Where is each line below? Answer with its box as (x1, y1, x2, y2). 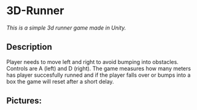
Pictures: (6, 96, 42, 106)
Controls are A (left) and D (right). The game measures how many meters (6, 65, 191, 72)
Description (6, 42, 52, 52)
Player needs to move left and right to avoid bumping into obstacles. (6, 58, 179, 65)
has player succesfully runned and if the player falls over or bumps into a (6, 71, 191, 79)
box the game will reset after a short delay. (6, 77, 115, 85)
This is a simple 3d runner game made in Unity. (6, 24, 126, 31)
